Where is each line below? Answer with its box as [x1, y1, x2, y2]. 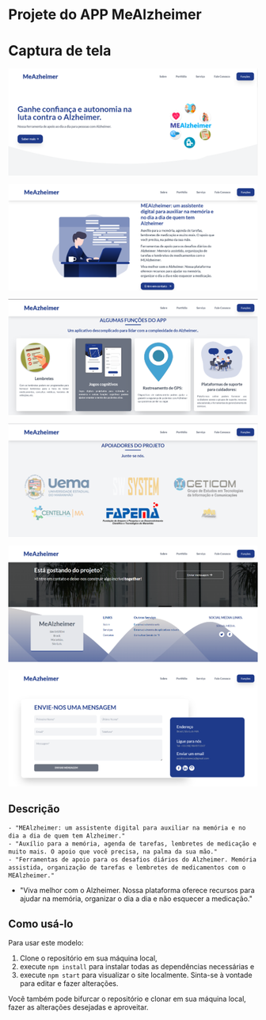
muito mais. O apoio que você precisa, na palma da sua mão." [8, 848, 218, 856]
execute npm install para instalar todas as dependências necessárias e [19, 961, 255, 971]
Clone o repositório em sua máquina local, [19, 953, 158, 963]
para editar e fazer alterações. [19, 978, 119, 988]
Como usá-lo [8, 917, 74, 930]
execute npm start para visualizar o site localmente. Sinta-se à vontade [19, 970, 253, 980]
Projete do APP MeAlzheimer [8, 6, 202, 24]
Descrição [8, 802, 60, 815]
